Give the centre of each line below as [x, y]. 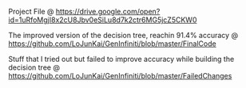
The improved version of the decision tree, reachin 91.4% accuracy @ [123, 35]
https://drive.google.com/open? [108, 11]
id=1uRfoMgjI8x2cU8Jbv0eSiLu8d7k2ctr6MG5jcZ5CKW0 [103, 20]
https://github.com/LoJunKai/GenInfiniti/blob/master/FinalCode [113, 44]
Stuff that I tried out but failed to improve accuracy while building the [121, 59]
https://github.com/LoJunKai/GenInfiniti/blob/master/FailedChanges [120, 76]
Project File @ [31, 11]
